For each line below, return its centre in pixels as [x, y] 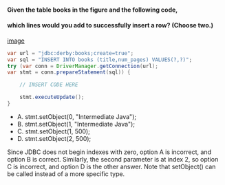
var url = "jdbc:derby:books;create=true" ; [71, 53]
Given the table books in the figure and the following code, [93, 10]
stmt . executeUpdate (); [52, 97]
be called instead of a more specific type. [66, 174]
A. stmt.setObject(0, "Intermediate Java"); [76, 116]
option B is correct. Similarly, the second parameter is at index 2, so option [113, 159]
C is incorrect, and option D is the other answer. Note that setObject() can [111, 166]
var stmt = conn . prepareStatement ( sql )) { [69, 72]
